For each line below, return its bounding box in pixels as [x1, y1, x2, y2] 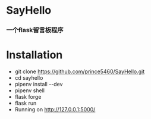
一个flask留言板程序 [6, 26, 64, 35]
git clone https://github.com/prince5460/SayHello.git [14, 68, 145, 75]
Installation [6, 48, 63, 62]
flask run [14, 99, 37, 107]
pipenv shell [14, 87, 45, 94]
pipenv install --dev [14, 81, 63, 88]
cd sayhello [14, 74, 43, 82]
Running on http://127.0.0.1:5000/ [14, 106, 96, 113]
